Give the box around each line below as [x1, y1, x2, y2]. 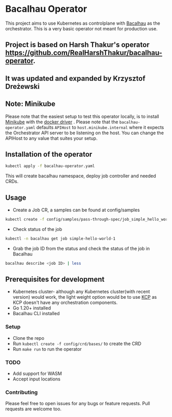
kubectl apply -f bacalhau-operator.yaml [5, 164, 95, 169]
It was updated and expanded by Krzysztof [5, 74, 146, 83]
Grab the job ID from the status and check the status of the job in [12, 245, 150, 251]
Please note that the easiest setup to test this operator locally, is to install [5, 113, 160, 119]
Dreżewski [5, 82, 40, 90]
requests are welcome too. [5, 406, 62, 412]
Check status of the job [12, 226, 62, 232]
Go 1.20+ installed [12, 305, 51, 311]
